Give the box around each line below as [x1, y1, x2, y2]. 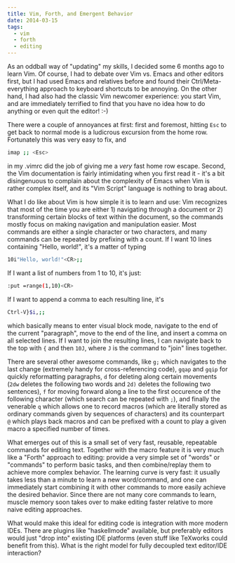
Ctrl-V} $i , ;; [7, 308, 46, 316]
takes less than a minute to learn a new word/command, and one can [7, 475, 207, 484]
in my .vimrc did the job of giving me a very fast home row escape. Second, [7, 161, 226, 170]
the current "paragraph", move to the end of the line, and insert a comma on [7, 329, 227, 337]
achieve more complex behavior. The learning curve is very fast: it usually [7, 468, 220, 476]
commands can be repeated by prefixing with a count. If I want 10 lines [7, 234, 212, 243]
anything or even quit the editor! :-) [7, 107, 109, 115]
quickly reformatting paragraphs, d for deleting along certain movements [7, 372, 217, 380]
